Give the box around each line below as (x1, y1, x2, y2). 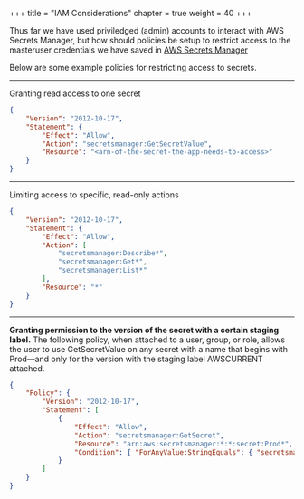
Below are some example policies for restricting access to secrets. (9, 62, 257, 72)
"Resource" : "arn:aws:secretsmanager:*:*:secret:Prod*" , (73, 439, 294, 448)
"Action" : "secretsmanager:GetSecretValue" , (42, 139, 213, 149)
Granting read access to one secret (9, 88, 141, 99)
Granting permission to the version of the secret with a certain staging (9, 324, 280, 335)
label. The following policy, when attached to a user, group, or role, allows (9, 334, 286, 345)
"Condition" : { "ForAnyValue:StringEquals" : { (73, 447, 253, 456)
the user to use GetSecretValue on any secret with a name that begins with (9, 343, 288, 354)
